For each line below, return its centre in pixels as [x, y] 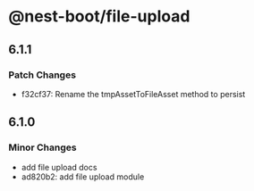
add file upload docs [59, 167]
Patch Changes [42, 75]
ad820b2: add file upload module [83, 177]
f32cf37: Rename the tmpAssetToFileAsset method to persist [133, 94]
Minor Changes [42, 147]
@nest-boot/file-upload [99, 17]
